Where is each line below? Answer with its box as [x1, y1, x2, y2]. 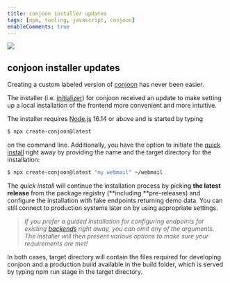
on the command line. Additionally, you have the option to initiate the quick [7, 140, 221, 149]
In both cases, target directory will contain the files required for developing [7, 252, 221, 261]
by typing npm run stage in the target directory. [7, 267, 143, 275]
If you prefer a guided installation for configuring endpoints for [24, 217, 204, 225]
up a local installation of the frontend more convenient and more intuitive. [7, 102, 217, 110]
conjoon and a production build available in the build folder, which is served [7, 260, 224, 268]
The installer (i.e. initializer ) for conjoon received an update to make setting [7, 94, 222, 102]
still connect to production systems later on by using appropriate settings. [7, 203, 218, 212]
